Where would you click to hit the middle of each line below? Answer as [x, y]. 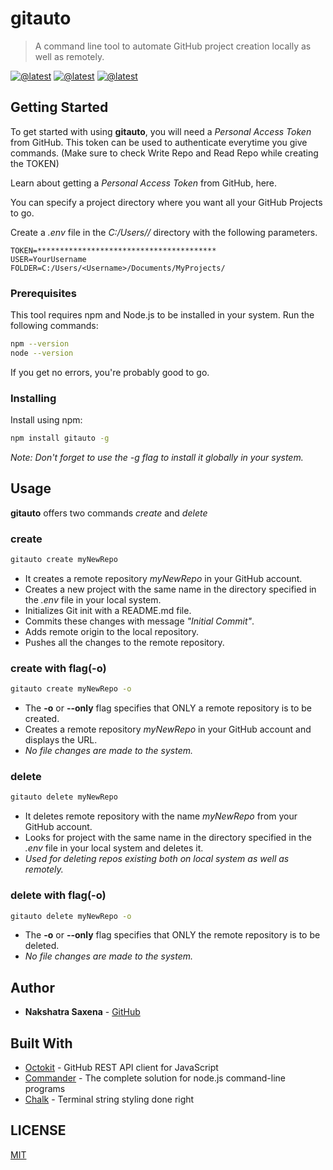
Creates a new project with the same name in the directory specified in [170, 589]
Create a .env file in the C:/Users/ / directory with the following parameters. [164, 232]
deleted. [42, 946]
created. [42, 719]
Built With [41, 1043]
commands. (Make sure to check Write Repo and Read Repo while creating [164, 153]
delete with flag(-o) [58, 895]
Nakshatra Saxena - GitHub [82, 1012]
